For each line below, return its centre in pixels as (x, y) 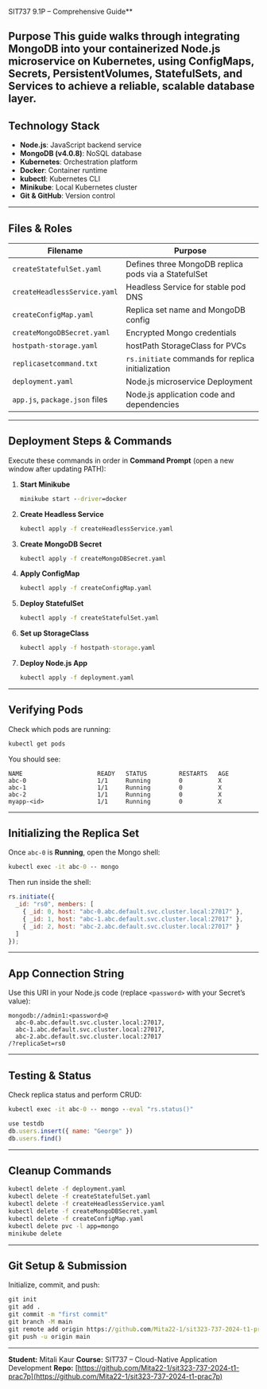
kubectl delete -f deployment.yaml (67, 1189)
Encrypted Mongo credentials (181, 333)
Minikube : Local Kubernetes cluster (78, 187)
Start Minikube (45, 484)
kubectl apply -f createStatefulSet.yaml (89, 618)
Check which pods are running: (60, 729)
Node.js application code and (180, 395)
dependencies (153, 405)
